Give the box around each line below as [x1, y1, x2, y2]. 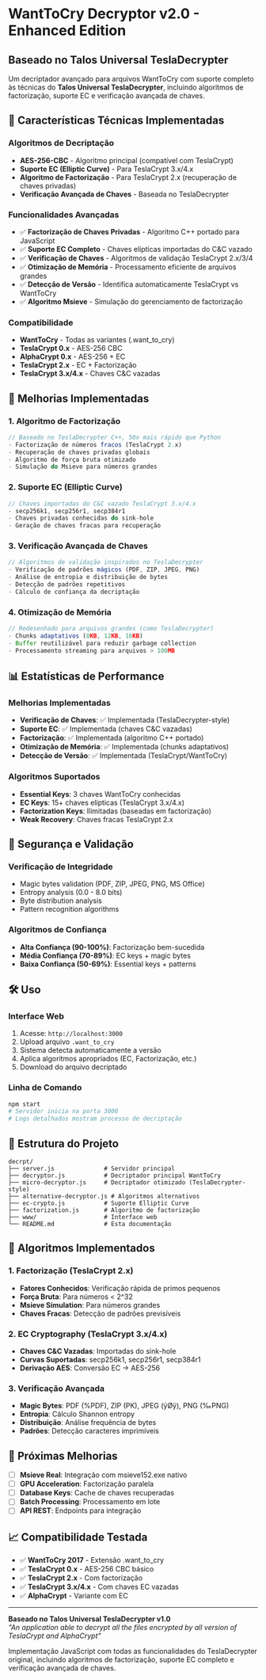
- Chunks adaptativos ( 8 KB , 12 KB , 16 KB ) [8, 631, 144, 640]
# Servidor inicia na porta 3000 [8, 1107, 119, 1115]
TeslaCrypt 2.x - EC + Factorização [19, 360, 137, 370]
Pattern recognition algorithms [19, 905, 120, 914]
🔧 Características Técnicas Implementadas [8, 114, 225, 128]
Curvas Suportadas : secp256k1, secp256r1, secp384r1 [19, 1354, 201, 1364]
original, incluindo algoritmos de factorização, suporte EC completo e [8, 1655, 235, 1664]
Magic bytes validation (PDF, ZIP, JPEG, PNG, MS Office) [19, 879, 205, 889]
